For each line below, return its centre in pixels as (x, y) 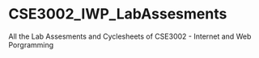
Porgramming (31, 44)
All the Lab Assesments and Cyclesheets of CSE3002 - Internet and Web (130, 36)
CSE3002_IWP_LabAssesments (118, 14)
